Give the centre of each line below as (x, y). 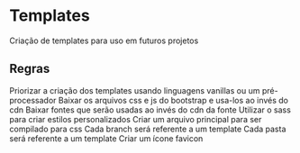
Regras (30, 69)
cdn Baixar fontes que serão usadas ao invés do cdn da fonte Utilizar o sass (150, 110)
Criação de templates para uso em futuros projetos (104, 40)
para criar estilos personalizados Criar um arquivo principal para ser (136, 119)
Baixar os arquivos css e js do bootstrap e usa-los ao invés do (173, 100)
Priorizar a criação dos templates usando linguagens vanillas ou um (135, 90)
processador (33, 100)
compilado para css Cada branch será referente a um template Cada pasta (148, 129)
